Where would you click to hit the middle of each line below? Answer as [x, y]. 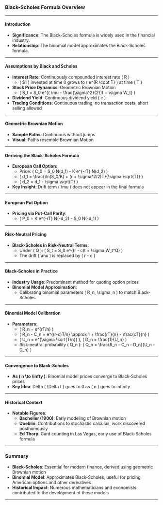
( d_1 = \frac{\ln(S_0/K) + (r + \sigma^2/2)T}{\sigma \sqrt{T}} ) [81, 177]
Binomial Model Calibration [33, 313]
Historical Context [24, 402]
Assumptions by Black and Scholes [41, 66]
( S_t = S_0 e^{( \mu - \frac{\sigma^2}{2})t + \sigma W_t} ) [77, 92]
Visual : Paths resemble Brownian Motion [53, 140]
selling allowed [27, 108]
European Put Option [26, 202]
